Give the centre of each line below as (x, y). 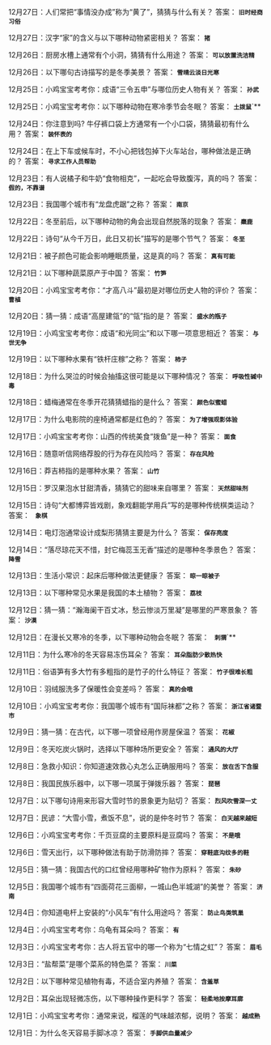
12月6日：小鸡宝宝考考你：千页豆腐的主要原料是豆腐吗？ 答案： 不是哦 (125, 835)
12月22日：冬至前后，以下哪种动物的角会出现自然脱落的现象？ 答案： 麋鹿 (131, 221)
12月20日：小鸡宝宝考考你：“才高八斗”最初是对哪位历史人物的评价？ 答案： (134, 290)
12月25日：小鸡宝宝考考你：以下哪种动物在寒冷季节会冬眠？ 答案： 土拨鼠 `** (135, 106)
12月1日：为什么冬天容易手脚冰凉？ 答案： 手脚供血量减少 (100, 1033)
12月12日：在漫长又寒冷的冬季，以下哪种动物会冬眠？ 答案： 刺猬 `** (122, 637)
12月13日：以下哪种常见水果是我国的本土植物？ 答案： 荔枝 (105, 593)
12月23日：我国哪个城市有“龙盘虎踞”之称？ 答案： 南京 (98, 204)
